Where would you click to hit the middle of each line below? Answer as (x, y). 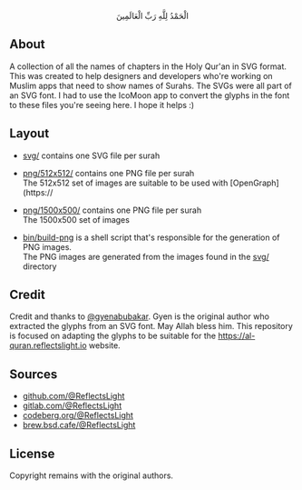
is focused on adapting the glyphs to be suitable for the (112, 336)
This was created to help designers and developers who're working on (141, 75)
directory (39, 266)
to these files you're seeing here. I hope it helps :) (102, 105)
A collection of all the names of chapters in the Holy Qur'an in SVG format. (148, 66)
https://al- (236, 336)
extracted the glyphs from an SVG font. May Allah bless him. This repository (151, 326)
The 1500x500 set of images (76, 219)
